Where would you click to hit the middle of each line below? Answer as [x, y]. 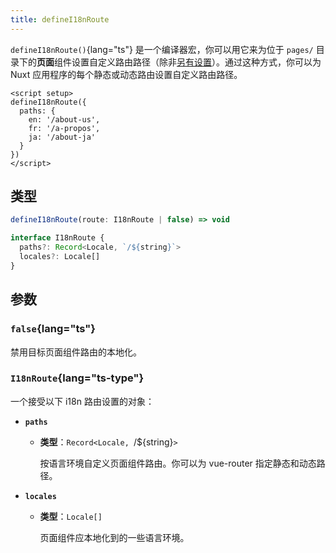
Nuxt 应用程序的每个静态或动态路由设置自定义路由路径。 [126, 74]
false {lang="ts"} [53, 329]
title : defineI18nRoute [60, 19]
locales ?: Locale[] [60, 257]
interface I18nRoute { [57, 238]
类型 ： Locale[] [71, 516]
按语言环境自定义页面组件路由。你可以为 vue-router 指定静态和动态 [178, 463]
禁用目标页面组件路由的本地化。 [76, 352]
